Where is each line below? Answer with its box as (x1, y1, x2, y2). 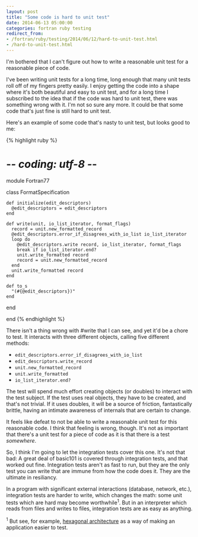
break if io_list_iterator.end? (17, 247, 97, 253)
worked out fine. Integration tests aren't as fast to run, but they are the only (6, 461, 190, 468)
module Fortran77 (6, 177, 50, 184)
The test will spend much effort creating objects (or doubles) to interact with (6, 387, 193, 395)
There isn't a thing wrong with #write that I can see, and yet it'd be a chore (6, 327, 189, 334)
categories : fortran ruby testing (6, 25, 92, 31)
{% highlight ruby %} (6, 136, 58, 144)
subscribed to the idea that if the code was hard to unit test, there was (6, 94, 178, 101)
